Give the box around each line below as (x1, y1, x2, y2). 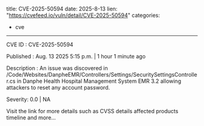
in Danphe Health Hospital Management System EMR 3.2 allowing (16, 77, 182, 85)
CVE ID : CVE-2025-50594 (6, 41, 74, 48)
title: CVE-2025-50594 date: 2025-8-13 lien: (6, 5, 118, 12)
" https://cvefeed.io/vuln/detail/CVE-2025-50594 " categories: (6, 12, 160, 19)
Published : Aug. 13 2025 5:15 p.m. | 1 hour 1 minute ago (6, 53, 146, 60)
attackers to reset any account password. (6, 84, 110, 91)
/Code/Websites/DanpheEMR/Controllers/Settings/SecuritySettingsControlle (6, 71, 197, 78)
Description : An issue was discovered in (6, 65, 108, 72)
